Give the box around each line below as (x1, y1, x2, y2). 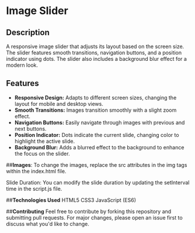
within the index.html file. (6, 167, 67, 174)
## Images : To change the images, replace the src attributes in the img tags (6, 161, 187, 168)
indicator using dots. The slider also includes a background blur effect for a (6, 56, 187, 62)
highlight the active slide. (14, 138, 75, 145)
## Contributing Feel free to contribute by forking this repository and (6, 208, 172, 215)
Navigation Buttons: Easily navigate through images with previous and (14, 119, 185, 126)
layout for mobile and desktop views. (14, 100, 103, 107)
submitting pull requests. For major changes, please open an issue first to (6, 214, 183, 221)
